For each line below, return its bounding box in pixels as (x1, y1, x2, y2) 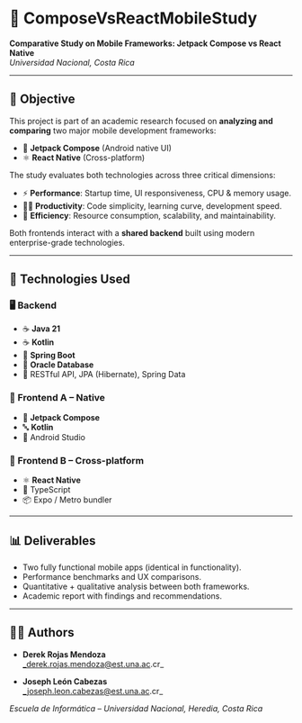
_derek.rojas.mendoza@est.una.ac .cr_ (22, 658, 164, 669)
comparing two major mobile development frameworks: (9, 125, 217, 136)
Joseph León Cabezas (22, 675, 108, 687)
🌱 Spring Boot (22, 350, 75, 361)
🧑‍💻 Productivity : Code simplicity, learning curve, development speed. (22, 200, 282, 211)
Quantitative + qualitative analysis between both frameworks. (22, 581, 250, 592)
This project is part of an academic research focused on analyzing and (9, 115, 273, 126)
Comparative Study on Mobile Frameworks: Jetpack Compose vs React (9, 38, 281, 49)
